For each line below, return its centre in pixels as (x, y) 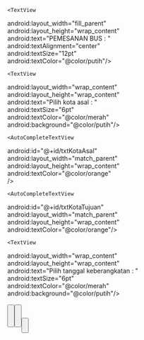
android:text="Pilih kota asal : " (52, 102)
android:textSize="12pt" (42, 53)
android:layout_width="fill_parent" (57, 23)
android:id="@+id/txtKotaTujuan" (56, 207)
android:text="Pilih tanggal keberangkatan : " (73, 271)
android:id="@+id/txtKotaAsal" (52, 151)
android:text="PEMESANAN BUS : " (59, 38)
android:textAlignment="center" (54, 46)
